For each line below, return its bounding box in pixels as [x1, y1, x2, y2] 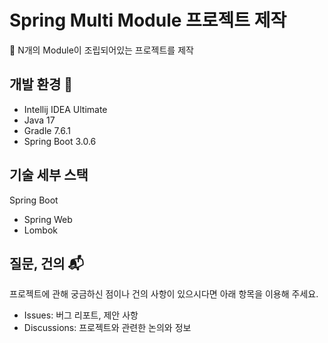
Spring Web [23, 213, 73, 225]
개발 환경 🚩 [9, 76, 74, 93]
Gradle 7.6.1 [23, 124, 72, 136]
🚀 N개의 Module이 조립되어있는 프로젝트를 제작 [9, 44, 194, 56]
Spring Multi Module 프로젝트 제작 [9, 9, 287, 32]
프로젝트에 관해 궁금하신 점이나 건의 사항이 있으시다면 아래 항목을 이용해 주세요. [9, 288, 319, 300]
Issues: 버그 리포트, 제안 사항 [23, 309, 139, 321]
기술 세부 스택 [9, 167, 89, 184]
